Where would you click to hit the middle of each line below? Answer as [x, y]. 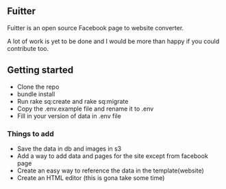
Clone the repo [38, 87]
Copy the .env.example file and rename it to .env [85, 109]
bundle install [36, 94]
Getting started [40, 70]
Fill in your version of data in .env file [69, 115]
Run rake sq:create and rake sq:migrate [73, 101]
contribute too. [28, 48]
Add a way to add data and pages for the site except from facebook [113, 156]
